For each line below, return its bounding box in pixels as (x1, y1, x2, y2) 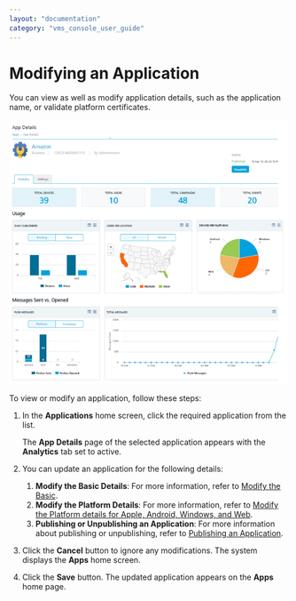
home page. (21, 581, 66, 592)
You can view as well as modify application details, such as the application (9, 92, 282, 103)
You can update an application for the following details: (21, 463, 223, 475)
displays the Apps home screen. (21, 555, 141, 565)
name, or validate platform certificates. (9, 102, 151, 113)
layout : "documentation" (9, 14, 101, 23)
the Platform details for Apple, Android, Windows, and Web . (35, 509, 253, 520)
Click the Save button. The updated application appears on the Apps (21, 572, 274, 582)
